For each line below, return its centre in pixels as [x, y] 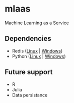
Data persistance [30, 95]
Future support [29, 72]
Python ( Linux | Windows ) [39, 56]
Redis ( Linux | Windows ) [37, 50]
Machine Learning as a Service [37, 23]
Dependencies [28, 39]
